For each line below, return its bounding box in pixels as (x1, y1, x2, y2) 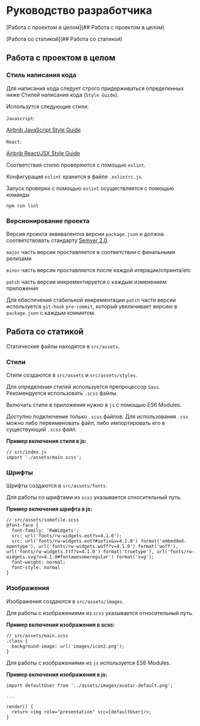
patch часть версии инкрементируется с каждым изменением (6, 278, 167, 285)
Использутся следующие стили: (6, 103, 89, 110)
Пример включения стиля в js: (6, 438, 87, 445)
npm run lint (6, 203, 39, 209)
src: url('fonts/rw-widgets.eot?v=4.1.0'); (11, 533, 122, 539)
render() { (6, 704, 34, 710)
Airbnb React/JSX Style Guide (6, 149, 80, 157)
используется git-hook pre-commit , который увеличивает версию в (6, 302, 178, 310)
